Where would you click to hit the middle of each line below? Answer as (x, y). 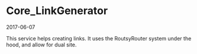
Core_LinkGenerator (57, 11)
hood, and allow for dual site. (41, 45)
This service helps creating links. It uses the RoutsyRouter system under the (99, 38)
